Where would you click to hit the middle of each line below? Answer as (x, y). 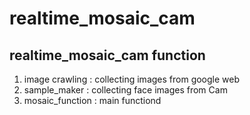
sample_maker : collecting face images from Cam (125, 90)
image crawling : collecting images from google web (132, 79)
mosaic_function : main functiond (92, 100)
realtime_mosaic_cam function (107, 55)
